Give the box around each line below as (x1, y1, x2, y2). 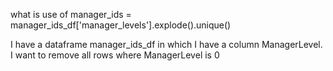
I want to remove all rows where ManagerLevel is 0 (10, 49, 220, 61)
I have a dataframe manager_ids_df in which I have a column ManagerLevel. (10, 39, 323, 50)
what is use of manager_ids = (10, 9, 132, 20)
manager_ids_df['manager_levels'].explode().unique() (10, 19, 232, 31)
